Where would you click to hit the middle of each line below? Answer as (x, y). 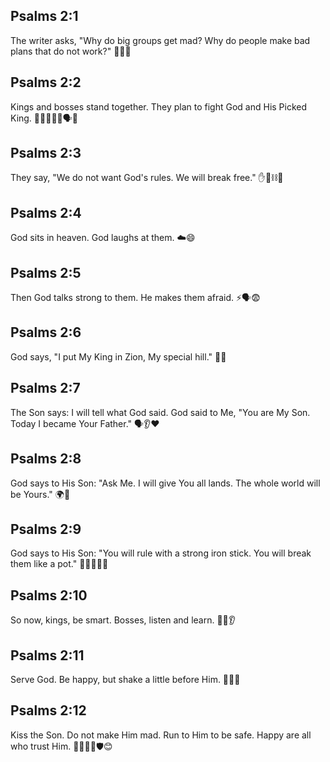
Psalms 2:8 (46, 459)
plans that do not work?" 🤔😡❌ (71, 51)
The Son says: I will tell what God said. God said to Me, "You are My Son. (160, 412)
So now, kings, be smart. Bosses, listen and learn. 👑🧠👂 (123, 620)
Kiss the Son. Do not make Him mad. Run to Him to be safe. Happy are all (161, 735)
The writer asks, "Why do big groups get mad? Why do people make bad (160, 40)
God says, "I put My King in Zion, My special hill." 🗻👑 (118, 356)
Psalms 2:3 (46, 153)
